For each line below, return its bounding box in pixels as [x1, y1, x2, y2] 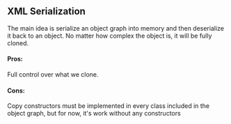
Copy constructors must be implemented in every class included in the [7, 102, 210, 110]
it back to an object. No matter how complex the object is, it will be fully [7, 31, 212, 40]
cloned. [7, 38, 29, 47]
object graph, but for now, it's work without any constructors [7, 109, 181, 118]
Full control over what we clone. [7, 70, 99, 79]
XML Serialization [7, 6, 86, 17]
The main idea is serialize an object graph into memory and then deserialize [7, 24, 225, 32]
